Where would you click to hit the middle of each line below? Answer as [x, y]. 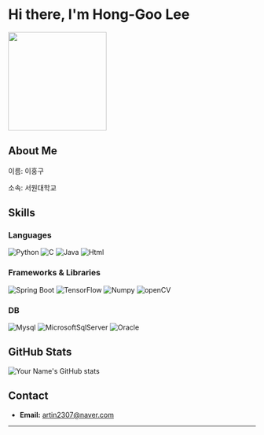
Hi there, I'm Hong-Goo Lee [99, 15]
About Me [33, 151]
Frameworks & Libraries [54, 273]
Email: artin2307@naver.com [66, 415]
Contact [28, 396]
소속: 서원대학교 [33, 187]
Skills [22, 213]
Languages [30, 235]
